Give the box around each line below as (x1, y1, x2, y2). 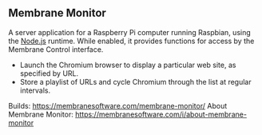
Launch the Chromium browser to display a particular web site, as (19, 60, 236, 69)
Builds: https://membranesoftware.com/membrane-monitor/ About (8, 101, 228, 110)
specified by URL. (19, 68, 79, 78)
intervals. (19, 85, 51, 95)
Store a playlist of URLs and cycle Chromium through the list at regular (19, 77, 252, 86)
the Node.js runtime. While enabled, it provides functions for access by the (8, 36, 255, 46)
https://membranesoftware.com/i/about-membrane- (74, 109, 248, 119)
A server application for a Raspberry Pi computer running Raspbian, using (8, 27, 252, 37)
